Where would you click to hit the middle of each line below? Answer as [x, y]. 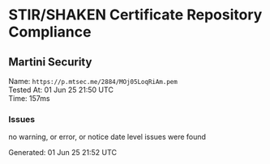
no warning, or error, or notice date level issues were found [107, 137]
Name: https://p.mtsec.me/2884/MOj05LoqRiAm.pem [93, 81]
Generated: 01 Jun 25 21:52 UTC [63, 153]
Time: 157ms [29, 98]
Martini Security [50, 62]
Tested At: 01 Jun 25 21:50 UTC [61, 90]
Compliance [50, 32]
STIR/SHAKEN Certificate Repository [135, 15]
